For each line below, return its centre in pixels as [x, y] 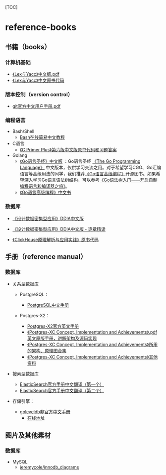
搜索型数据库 [25, 374]
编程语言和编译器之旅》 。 [45, 186]
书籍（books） [28, 47]
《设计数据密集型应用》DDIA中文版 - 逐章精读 [59, 229]
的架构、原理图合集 [47, 351]
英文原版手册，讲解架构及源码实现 [62, 339]
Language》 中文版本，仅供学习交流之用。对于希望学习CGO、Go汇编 [90, 168]
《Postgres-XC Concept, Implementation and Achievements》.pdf [92, 332]
